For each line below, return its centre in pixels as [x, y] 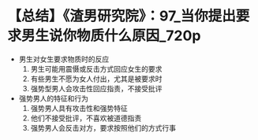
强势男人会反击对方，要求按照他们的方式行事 [103, 127]
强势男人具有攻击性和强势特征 [79, 108]
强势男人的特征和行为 [53, 98]
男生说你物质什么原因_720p [111, 36]
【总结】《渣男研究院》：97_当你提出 [122, 16]
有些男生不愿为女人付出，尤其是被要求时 [96, 79]
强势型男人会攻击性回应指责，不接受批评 [96, 88]
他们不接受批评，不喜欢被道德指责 [86, 118]
